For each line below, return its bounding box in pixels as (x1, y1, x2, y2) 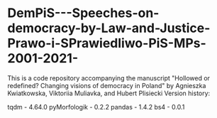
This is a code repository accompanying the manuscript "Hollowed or (7, 73, 211, 82)
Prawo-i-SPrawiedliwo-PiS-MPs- (7, 36, 207, 51)
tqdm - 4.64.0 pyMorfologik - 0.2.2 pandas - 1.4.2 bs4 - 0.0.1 (7, 102, 185, 111)
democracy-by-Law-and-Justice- (7, 20, 211, 36)
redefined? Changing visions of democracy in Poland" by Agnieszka (7, 81, 206, 90)
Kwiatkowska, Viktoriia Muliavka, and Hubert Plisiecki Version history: (7, 89, 211, 97)
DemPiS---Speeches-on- (7, 5, 160, 21)
